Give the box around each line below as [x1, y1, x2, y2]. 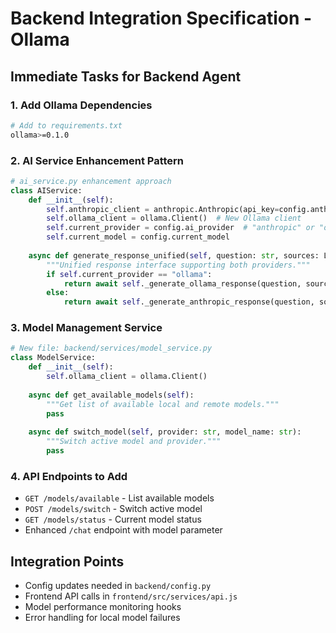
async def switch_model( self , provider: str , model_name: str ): [28, 427, 302, 437]
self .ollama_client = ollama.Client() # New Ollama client [46, 213, 302, 224]
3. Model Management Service [10, 321, 163, 335]
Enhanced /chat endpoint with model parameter [24, 524, 223, 536]
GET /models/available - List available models [24, 492, 215, 504]
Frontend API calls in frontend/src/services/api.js [24, 590, 238, 602]
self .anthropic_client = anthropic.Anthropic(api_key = [46, 204, 280, 214]
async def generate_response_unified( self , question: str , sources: [28, 250, 320, 261]
